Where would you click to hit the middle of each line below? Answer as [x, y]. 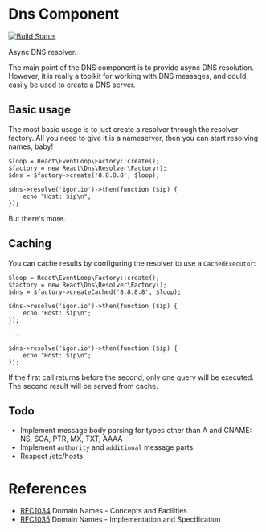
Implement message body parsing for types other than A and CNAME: [136, 431]
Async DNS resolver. [43, 52]
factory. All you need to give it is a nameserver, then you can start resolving [133, 138]
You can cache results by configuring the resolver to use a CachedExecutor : [132, 263]
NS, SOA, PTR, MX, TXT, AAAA [71, 439]
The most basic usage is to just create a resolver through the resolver [123, 129]
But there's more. [37, 218]
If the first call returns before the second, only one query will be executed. [131, 377]
